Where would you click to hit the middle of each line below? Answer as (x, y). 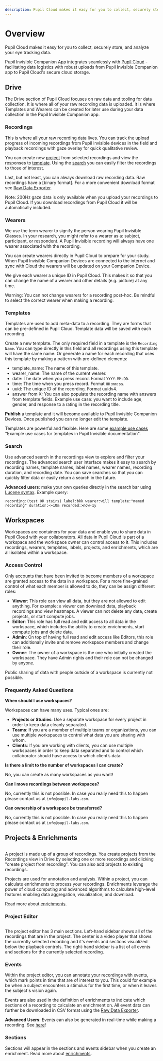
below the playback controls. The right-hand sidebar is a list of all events (78, 947)
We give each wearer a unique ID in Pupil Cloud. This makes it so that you (79, 275)
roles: (11, 591)
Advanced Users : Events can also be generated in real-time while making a (81, 1020)
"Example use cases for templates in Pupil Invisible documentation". (73, 434)
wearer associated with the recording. (43, 246)
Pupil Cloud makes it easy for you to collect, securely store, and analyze (77, 47)
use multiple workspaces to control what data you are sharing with (79, 735)
